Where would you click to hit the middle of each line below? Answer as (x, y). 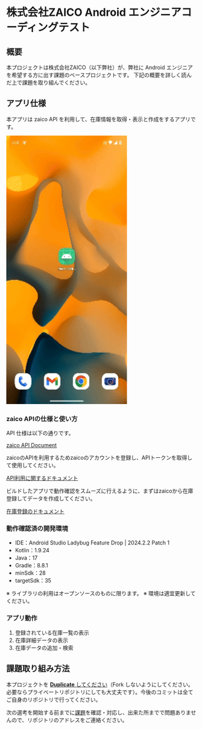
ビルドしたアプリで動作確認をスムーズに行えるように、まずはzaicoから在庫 (100, 491)
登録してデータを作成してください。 (51, 499)
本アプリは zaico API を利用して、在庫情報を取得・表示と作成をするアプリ (99, 119)
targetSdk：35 (33, 581)
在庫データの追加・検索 (44, 647)
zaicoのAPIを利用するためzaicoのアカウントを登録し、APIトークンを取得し (99, 458)
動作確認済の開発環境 (37, 529)
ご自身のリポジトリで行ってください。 (54, 699)
